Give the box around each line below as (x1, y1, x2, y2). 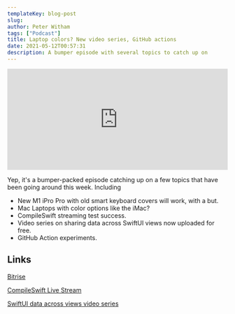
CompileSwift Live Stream (7, 285, 82, 294)
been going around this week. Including (7, 183, 121, 191)
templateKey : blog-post (7, 10, 77, 17)
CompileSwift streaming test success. (17, 211, 127, 220)
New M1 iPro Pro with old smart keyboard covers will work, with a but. (17, 196, 219, 204)
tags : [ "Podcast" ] (7, 29, 61, 37)
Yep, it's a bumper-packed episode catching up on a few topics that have (7, 175, 218, 184)
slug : (7, 17, 23, 24)
